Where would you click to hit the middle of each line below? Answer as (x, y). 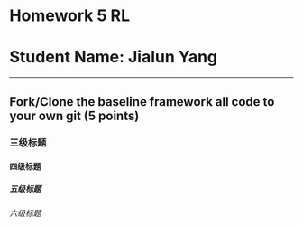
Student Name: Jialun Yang (114, 57)
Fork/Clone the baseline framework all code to (142, 102)
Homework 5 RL (70, 16)
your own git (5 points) (74, 115)
